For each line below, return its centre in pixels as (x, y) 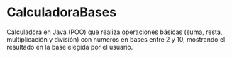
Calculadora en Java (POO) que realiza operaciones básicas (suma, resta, (115, 32)
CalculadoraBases (62, 12)
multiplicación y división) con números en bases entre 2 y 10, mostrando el (116, 39)
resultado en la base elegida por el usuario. (70, 47)
